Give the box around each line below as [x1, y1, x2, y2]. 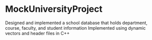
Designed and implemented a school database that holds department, [5, 20, 148, 26]
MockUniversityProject [5, 3, 102, 15]
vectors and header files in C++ [5, 30, 70, 36]
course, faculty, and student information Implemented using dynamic [5, 25, 146, 31]
